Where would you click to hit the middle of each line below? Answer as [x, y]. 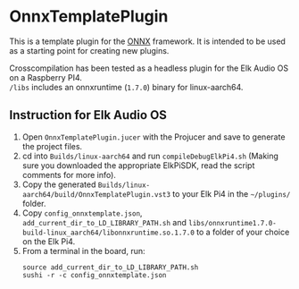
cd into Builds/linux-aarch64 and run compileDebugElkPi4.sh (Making [150, 156]
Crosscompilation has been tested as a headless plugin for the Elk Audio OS [149, 68]
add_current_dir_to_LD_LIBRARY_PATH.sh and [104, 222]
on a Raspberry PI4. [46, 77]
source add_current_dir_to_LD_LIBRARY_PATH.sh [110, 267]
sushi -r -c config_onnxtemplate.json [94, 275]
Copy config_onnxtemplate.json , [82, 213]
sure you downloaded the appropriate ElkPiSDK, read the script [138, 165]
